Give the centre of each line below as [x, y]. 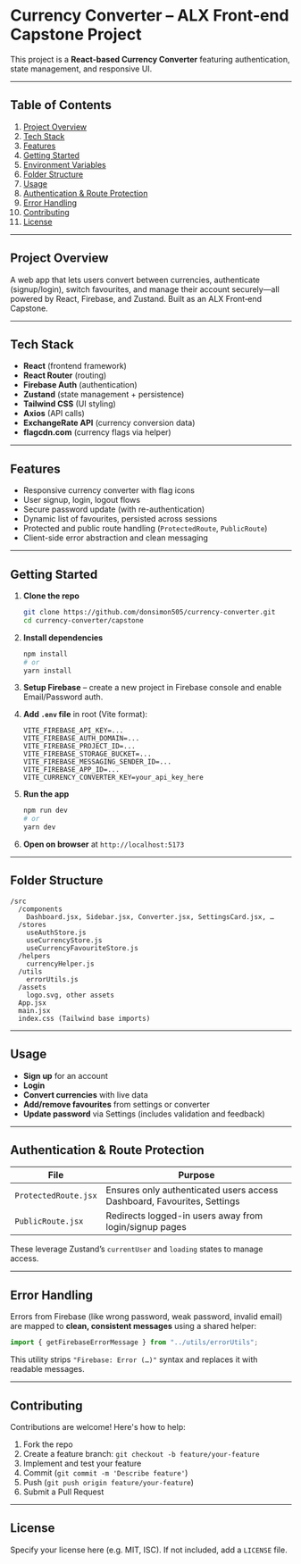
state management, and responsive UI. [81, 69]
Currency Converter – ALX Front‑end [150, 16]
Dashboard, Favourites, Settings [173, 1201]
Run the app [46, 794]
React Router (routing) [65, 375]
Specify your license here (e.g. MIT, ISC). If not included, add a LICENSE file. [149, 1550]
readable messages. [47, 1369]
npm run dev [45, 811]
